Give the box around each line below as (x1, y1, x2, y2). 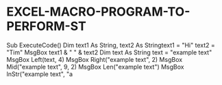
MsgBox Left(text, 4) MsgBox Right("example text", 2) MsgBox (6, 55, 183, 63)
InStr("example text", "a (6, 69, 73, 78)
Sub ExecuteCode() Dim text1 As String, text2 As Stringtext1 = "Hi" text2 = (6, 41, 215, 49)
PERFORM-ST (6, 18, 86, 34)
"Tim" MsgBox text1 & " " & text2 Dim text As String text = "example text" (6, 48, 212, 56)
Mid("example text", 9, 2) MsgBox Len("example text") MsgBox (6, 63, 184, 71)
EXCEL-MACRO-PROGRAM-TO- (6, 4, 190, 20)
